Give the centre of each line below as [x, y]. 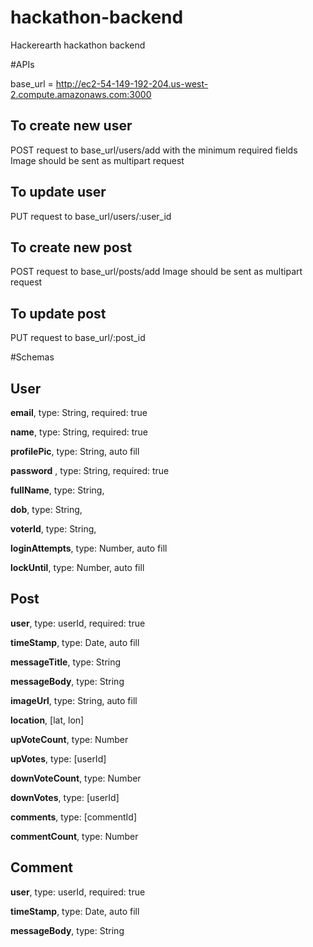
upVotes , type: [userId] [58, 758]
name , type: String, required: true [79, 432]
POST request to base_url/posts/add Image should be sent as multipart [156, 272]
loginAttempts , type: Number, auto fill [89, 548]
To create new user [71, 126]
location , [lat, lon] [47, 720]
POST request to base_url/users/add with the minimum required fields [154, 150]
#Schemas [32, 357]
